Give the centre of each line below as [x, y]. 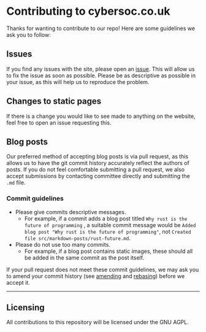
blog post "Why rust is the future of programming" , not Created [108, 231]
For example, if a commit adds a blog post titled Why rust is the [106, 218]
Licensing [25, 308]
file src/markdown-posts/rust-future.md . [77, 238]
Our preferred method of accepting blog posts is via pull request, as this [97, 156]
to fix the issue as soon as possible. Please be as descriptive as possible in [101, 75]
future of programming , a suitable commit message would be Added [110, 225]
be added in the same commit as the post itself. [84, 257]
